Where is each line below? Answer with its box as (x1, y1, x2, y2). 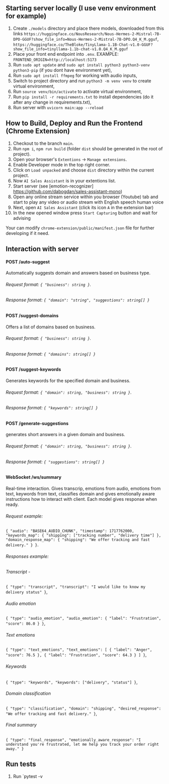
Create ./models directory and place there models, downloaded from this (13, 25, 164, 31)
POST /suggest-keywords (6, 367, 61, 373)
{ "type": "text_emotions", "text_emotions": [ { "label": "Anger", (6, 647, 152, 653)
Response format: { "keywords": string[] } (6, 405, 98, 411)
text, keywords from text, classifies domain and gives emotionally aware (6, 490, 155, 497)
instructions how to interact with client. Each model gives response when (6, 496, 157, 502)
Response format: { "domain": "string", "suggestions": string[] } (6, 297, 150, 303)
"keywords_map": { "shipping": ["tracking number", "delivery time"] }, (6, 533, 161, 538)
